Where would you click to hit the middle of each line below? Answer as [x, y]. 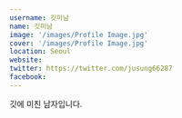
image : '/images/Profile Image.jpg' [79, 34]
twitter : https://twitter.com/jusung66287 [91, 69]
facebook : [28, 77]
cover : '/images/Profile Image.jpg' [79, 43]
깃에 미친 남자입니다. [46, 103]
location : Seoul [40, 52]
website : [26, 60]
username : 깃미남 [40, 18]
